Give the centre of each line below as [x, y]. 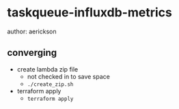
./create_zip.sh [50, 84]
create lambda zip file [47, 69]
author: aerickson [32, 31]
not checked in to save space [69, 76]
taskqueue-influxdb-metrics [89, 13]
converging [32, 53]
